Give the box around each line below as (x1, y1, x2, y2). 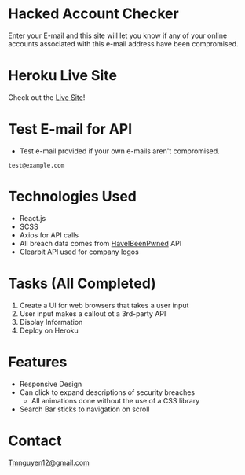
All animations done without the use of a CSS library (31, 396, 200, 405)
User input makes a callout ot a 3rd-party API (19, 308, 166, 319)
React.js (19, 213, 46, 223)
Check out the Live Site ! (8, 92, 86, 102)
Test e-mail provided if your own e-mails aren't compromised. (19, 146, 220, 156)
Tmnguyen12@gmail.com (8, 458, 90, 467)
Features (8, 353, 68, 370)
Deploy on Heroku (19, 326, 79, 335)
